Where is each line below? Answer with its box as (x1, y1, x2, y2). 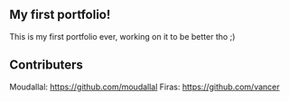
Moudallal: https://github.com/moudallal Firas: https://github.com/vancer (9, 81, 280, 92)
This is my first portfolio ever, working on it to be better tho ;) (9, 31, 236, 41)
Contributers (9, 58, 84, 73)
